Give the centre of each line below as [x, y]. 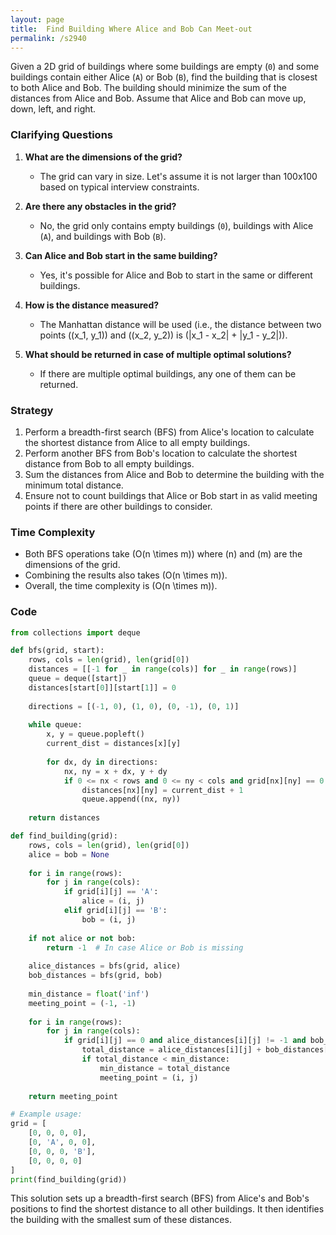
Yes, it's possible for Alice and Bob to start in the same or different [176, 275]
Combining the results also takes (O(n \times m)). [126, 575]
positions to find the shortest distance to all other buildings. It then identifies [167, 1209]
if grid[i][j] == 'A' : [111, 892]
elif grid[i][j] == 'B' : [115, 911]
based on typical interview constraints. [119, 187]
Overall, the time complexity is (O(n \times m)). [121, 586]
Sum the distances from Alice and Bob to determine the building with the [174, 474]
